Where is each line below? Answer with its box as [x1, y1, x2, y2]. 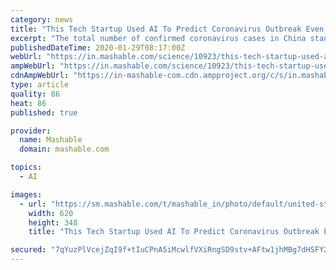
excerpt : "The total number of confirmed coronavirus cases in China [10, 33, 307, 43]
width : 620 [28, 208, 74, 218]
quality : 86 [10, 89, 60, 99]
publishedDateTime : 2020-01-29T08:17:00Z [10, 42, 186, 53]
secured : [10, 245, 47, 255]
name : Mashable [19, 135, 83, 145]
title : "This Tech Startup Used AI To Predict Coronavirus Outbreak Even [10, 24, 325, 34]
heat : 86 [10, 98, 47, 108]
